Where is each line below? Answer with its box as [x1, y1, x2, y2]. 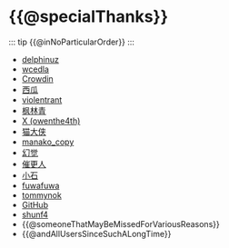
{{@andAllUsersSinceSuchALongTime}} [21, 228, 172, 239]
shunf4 [21, 209, 49, 220]
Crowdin [21, 73, 54, 84]
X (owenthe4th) [21, 115, 81, 126]
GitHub [21, 199, 49, 210]
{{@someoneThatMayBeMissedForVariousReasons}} [21, 218, 220, 229]
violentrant [21, 94, 63, 105]
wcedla [21, 64, 49, 74]
